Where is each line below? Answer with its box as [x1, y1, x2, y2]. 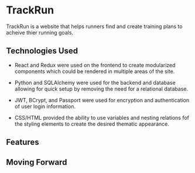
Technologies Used [6, 46, 78, 56]
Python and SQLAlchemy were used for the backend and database [14, 79, 176, 86]
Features [6, 137, 39, 147]
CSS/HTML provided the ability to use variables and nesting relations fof [14, 114, 189, 121]
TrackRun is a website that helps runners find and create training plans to [6, 23, 183, 30]
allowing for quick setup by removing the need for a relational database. [14, 85, 189, 92]
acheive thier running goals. [6, 29, 74, 36]
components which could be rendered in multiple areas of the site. [14, 68, 175, 75]
